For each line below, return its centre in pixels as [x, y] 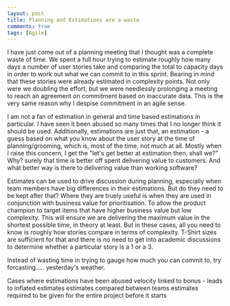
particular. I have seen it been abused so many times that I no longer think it [114, 124]
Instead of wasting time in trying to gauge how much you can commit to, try [114, 260]
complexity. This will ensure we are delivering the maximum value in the [109, 218]
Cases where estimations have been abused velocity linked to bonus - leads [115, 281]
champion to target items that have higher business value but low [100, 210]
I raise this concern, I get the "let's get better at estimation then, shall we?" [113, 153]
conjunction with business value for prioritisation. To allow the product [106, 203]
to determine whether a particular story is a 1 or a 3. [80, 247]
